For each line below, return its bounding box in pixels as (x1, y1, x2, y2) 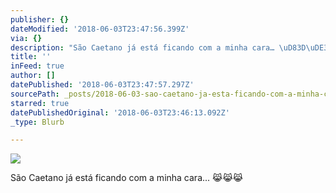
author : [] (10, 71, 56, 81)
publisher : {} (10, 14, 70, 25)
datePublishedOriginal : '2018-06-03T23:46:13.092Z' (10, 107, 230, 118)
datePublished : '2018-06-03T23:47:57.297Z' (10, 80, 195, 90)
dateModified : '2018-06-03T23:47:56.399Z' (10, 24, 190, 34)
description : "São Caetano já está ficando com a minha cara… (10, 42, 275, 53)
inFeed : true (10, 61, 65, 71)
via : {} (10, 33, 43, 43)
